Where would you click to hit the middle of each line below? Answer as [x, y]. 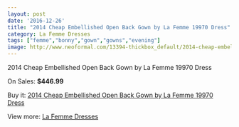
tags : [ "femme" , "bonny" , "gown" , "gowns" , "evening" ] [84, 41]
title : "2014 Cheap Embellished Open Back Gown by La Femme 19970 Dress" [119, 27]
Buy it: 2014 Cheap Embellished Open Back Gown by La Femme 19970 [110, 95]
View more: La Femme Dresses [53, 116]
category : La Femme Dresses [49, 34]
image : [17, 47]
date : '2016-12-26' [36, 21]
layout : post [27, 14]
